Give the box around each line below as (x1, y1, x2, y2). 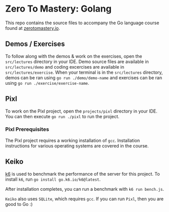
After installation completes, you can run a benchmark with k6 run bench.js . (5, 186, 164, 192)
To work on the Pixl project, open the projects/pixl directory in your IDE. (5, 108, 157, 114)
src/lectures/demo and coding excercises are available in (5, 64, 125, 70)
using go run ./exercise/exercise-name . (5, 80, 89, 86)
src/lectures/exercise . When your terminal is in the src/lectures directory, (5, 69, 163, 75)
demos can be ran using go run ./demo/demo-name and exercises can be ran (5, 74, 162, 81)
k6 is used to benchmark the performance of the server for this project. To (5, 171, 160, 177)
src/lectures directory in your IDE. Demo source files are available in (5, 59, 149, 65)
